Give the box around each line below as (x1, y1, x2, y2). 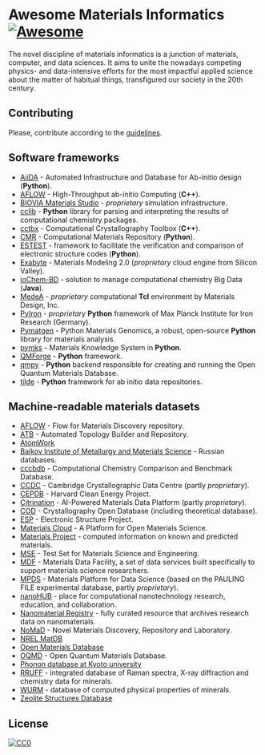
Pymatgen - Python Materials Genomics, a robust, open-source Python (19, 325, 256, 335)
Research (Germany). (19, 317, 90, 326)
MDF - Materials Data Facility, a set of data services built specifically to (19, 557, 255, 567)
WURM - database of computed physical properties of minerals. (19, 685, 231, 695)
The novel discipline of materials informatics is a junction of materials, (8, 49, 239, 59)
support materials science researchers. (19, 566, 150, 575)
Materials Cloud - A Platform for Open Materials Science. (19, 523, 208, 533)
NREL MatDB (19, 634, 62, 644)
